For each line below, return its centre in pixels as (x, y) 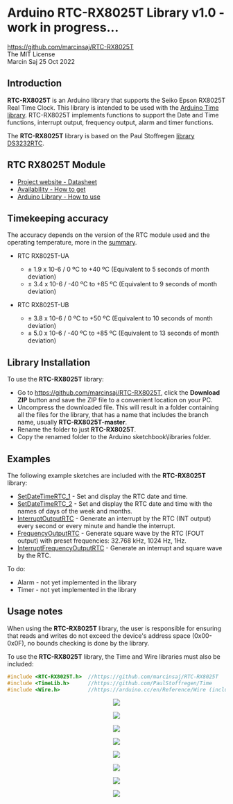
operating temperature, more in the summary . (72, 243)
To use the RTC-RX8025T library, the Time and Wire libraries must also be (114, 656)
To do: (16, 569)
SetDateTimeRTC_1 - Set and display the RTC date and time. (102, 496)
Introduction (35, 84)
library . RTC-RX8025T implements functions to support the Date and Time (113, 115)
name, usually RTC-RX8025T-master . (72, 422)
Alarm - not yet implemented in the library (77, 582)
